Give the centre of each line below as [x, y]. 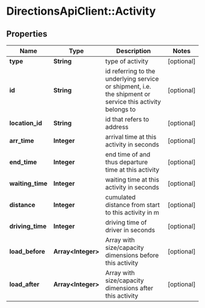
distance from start [132, 205]
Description [134, 51]
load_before [27, 251]
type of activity [127, 61]
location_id [26, 123]
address [117, 127]
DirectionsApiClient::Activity [81, 11]
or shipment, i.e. [128, 86]
